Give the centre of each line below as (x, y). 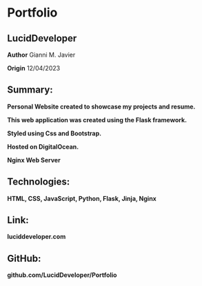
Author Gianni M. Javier (41, 55)
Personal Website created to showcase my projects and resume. (101, 106)
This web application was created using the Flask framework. (97, 120)
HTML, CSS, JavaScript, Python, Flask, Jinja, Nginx (82, 198)
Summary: (30, 90)
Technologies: (39, 182)
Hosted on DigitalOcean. (43, 146)
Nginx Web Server (34, 160)
